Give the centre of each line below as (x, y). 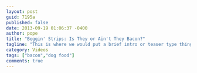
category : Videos (27, 50)
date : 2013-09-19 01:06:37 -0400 (47, 28)
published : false (27, 22)
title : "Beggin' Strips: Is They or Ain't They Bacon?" (76, 39)
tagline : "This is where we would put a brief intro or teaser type (91, 45)
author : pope (22, 34)
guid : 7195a (21, 17)
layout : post (22, 11)
